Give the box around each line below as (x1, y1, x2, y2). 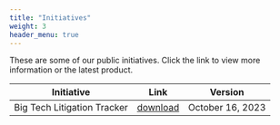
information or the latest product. (9, 64, 134, 75)
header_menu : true (9, 30, 79, 39)
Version (209, 86, 245, 99)
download (136, 101, 180, 114)
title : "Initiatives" (9, 13, 92, 23)
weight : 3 (9, 22, 47, 31)
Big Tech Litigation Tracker (14, 101, 129, 114)
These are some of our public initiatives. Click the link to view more (9, 55, 261, 66)
